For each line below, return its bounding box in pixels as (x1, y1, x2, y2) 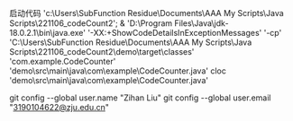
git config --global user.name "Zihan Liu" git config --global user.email (9, 92, 271, 103)
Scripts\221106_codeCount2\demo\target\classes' (9, 47, 195, 56)
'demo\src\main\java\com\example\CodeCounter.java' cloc (9, 65, 227, 76)
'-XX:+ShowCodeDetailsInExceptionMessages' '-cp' (87, 28, 282, 38)
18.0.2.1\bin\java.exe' (9, 28, 86, 38)
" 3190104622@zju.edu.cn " (9, 102, 110, 112)
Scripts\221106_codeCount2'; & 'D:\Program (9, 18, 173, 29)
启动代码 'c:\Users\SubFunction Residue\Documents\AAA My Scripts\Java (9, 8, 284, 18)
